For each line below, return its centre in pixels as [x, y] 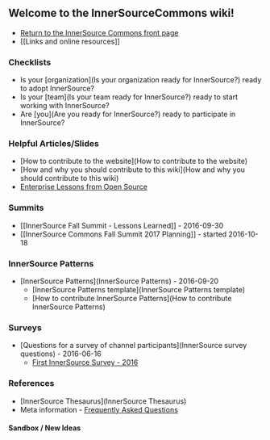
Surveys [25, 328]
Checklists [30, 62]
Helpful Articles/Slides [54, 144]
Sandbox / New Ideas [45, 428]
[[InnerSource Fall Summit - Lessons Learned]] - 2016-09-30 [122, 225]
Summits [26, 207]
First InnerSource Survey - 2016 [85, 362]
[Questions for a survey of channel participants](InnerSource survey [133, 346]
